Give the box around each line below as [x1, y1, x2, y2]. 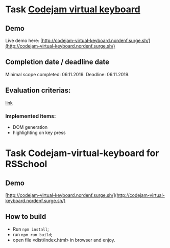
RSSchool [5, 159, 47, 170]
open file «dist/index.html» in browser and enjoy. [12, 237, 116, 243]
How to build [5, 212, 46, 221]
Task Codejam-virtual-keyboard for [5, 147, 159, 159]
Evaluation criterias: [5, 86, 71, 95]
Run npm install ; [12, 226, 50, 232]
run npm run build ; [12, 231, 53, 237]
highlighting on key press [12, 129, 66, 136]
